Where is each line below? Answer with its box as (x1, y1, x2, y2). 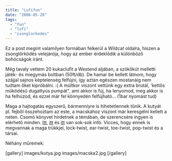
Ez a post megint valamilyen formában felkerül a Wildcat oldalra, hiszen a (5, 45, 160, 51)
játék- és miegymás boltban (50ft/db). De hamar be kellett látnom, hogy (5, 72, 157, 77)
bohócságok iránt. (5, 56, 44, 62)
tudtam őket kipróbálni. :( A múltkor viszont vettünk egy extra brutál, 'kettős (5, 82, 165, 88)
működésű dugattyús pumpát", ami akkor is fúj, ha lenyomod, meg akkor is (5, 88, 163, 94)
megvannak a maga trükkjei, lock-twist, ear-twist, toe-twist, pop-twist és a (5, 125, 163, 131)
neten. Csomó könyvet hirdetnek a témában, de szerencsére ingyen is (5, 114, 154, 120)
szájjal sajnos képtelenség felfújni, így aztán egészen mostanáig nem (5, 77, 151, 83)
